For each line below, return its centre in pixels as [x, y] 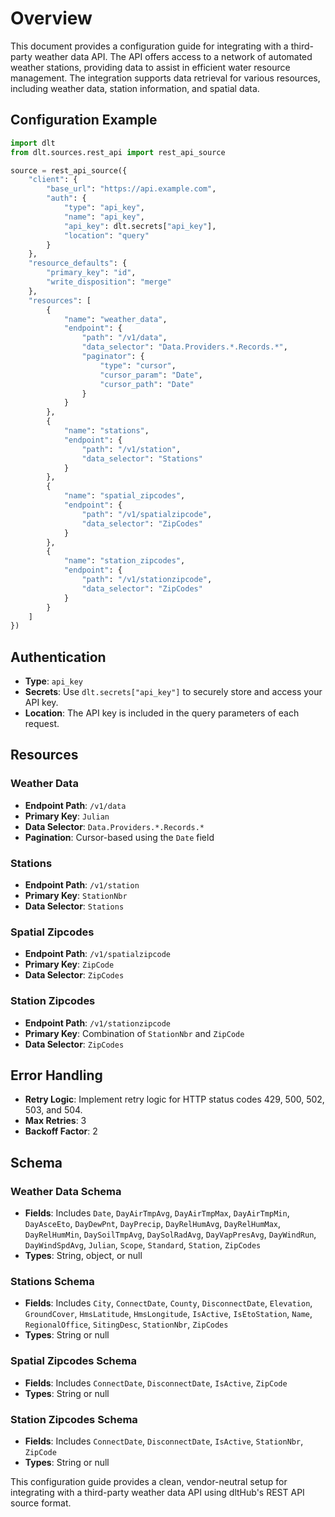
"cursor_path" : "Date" [147, 384]
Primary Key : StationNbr [76, 896]
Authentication [58, 657]
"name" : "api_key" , [104, 217]
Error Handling [56, 1075]
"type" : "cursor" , [138, 365]
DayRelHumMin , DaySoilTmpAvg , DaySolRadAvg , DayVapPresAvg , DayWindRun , [170, 1234]
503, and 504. [53, 1110]
